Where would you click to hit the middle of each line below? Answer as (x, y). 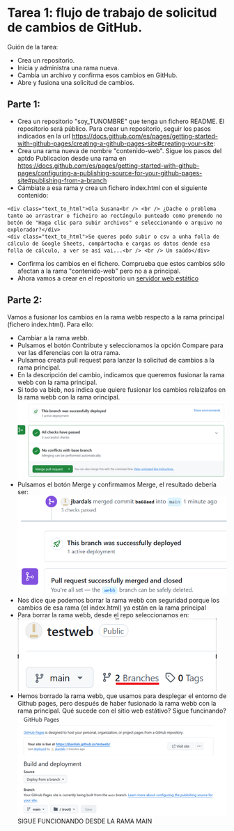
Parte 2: (25, 300)
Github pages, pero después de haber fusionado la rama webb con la (117, 703)
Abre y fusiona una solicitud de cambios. (76, 82)
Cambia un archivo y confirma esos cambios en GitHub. (97, 75)
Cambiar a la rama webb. (53, 338)
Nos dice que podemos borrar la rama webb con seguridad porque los (118, 600)
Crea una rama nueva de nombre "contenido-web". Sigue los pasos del (119, 150)
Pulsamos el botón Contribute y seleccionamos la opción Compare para (120, 345)
